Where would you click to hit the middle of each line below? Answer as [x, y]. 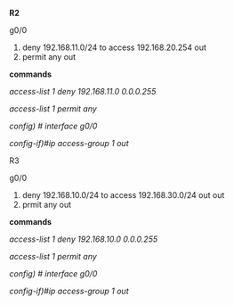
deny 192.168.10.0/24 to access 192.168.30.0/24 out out [123, 195]
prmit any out [47, 205]
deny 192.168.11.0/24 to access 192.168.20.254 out [114, 47]
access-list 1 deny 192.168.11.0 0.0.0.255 [83, 91]
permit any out [49, 57]
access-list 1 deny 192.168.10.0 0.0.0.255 [84, 239]
